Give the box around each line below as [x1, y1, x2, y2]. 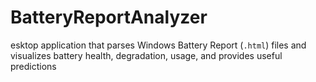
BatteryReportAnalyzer [10, 6, 208, 29]
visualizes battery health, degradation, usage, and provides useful [10, 49, 283, 61]
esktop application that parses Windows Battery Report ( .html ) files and [10, 39, 307, 51]
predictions [10, 60, 57, 72]
